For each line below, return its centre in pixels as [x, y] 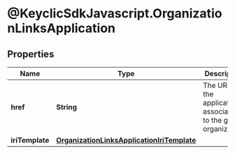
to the [212, 120]
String [66, 107]
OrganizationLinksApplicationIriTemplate [126, 140]
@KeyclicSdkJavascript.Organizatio [115, 14]
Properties [31, 54]
